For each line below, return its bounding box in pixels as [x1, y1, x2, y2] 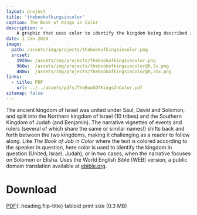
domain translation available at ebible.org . [6, 162, 107, 169]
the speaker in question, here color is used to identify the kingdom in [6, 144, 172, 151]
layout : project [6, 8, 46, 15]
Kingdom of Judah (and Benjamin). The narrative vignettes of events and [6, 118, 182, 126]
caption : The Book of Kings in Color [6, 19, 98, 25]
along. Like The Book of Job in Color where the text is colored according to [6, 137, 188, 144]
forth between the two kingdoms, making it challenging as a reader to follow [6, 131, 190, 138]
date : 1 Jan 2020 [6, 36, 49, 42]
